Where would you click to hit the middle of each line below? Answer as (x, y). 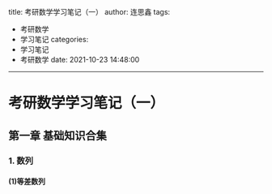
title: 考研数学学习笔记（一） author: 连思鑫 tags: (89, 12)
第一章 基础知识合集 (57, 135)
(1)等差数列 (27, 182)
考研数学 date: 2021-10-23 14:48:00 (80, 60)
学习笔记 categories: (54, 39)
